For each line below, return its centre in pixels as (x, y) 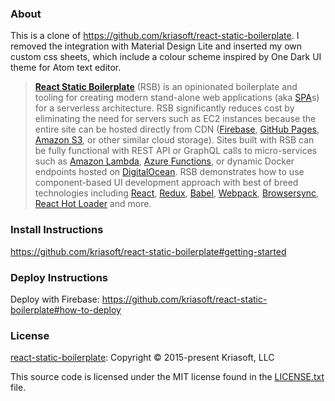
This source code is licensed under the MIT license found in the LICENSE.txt (167, 377)
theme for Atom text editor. (66, 68)
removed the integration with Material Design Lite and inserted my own (156, 46)
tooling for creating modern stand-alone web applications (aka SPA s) (177, 98)
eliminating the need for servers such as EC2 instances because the (175, 119)
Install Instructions (57, 230)
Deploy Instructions (59, 277)
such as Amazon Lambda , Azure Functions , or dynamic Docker (164, 161)
